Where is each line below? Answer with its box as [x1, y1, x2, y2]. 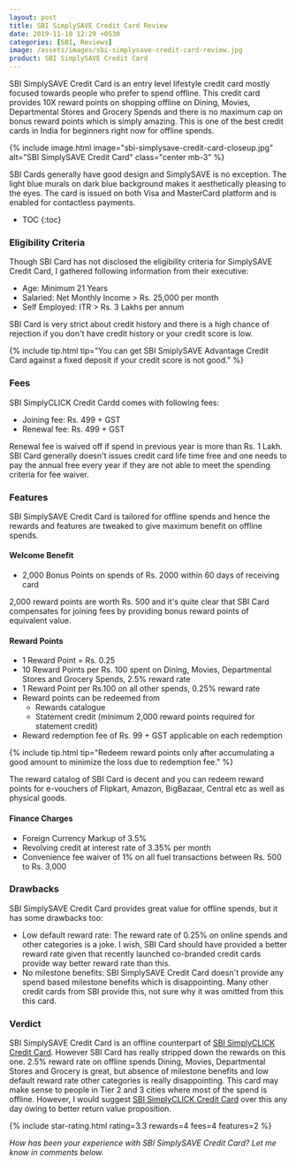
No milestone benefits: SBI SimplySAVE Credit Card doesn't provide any [21, 967, 285, 977]
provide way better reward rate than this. [21, 957, 171, 969]
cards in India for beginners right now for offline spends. [9, 126, 215, 135]
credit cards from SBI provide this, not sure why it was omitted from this [21, 985, 285, 996]
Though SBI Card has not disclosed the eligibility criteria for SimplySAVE [9, 257, 273, 267]
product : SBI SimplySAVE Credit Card [9, 54, 148, 63]
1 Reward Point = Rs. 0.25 [21, 655, 116, 666]
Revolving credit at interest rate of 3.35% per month [21, 842, 211, 853]
